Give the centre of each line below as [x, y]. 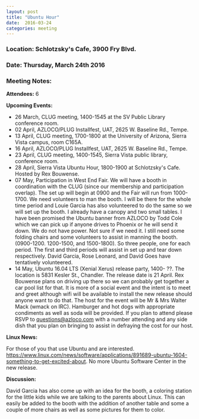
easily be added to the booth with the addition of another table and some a [97, 404]
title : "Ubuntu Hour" [33, 17]
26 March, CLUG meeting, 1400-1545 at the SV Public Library [90, 117]
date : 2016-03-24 [29, 23]
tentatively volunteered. [44, 262]
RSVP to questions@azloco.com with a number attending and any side [101, 320]
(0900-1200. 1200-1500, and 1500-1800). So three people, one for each [102, 243]
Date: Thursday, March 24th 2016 [56, 65]
